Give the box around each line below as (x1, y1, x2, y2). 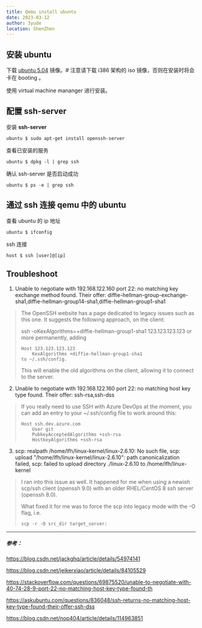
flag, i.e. (20, 509, 41, 516)
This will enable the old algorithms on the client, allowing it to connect (20, 366, 194, 374)
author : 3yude (6, 20, 42, 26)
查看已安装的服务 (6, 146, 49, 154)
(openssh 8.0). (20, 491, 58, 498)
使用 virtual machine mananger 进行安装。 (6, 87, 111, 94)
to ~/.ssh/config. (20, 356, 67, 362)
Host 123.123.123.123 (20, 345, 75, 351)
